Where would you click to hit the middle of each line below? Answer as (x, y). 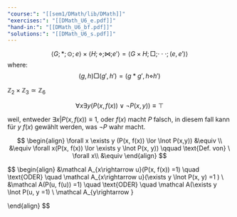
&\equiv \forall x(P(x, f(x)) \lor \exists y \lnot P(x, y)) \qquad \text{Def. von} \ (120, 148)
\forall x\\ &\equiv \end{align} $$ (120, 156)
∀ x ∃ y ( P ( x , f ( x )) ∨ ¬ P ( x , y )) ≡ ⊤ (120, 106)
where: (18, 65)
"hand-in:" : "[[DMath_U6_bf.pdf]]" (60, 27)
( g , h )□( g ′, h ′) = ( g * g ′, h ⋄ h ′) (120, 76)
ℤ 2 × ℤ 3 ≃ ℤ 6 (27, 91)
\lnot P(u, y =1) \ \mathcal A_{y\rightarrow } (70, 192)
